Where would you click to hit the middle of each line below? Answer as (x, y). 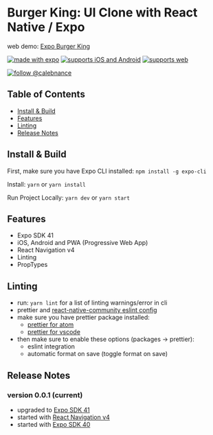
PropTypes (32, 265)
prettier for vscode (54, 332)
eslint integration (51, 346)
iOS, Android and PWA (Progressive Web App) (82, 243)
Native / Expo (46, 27)
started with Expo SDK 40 (54, 424)
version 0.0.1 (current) (45, 395)
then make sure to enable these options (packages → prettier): (105, 339)
